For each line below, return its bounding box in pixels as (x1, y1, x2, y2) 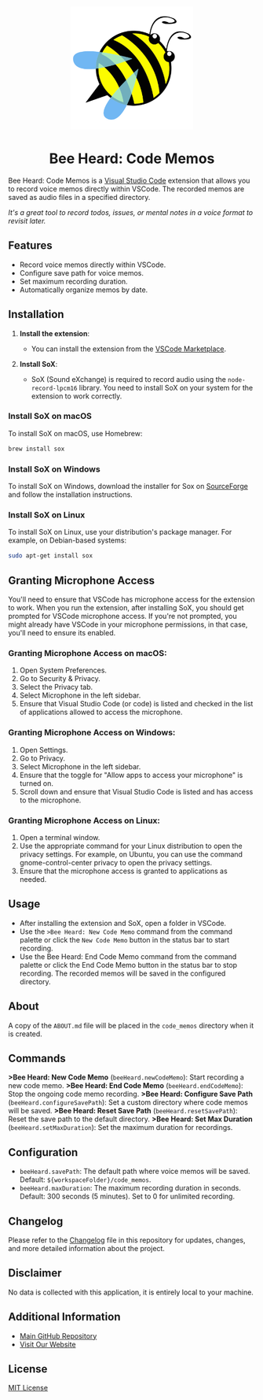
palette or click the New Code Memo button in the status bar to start (19, 935, 230, 944)
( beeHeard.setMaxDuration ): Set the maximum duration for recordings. (8, 1123, 233, 1132)
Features (8, 239, 53, 253)
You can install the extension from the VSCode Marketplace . (31, 344, 226, 354)
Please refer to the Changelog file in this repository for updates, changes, (8, 1235, 246, 1245)
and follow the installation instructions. (8, 490, 133, 499)
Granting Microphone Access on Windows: (8, 727, 176, 738)
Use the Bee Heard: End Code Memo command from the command (19, 951, 237, 961)
